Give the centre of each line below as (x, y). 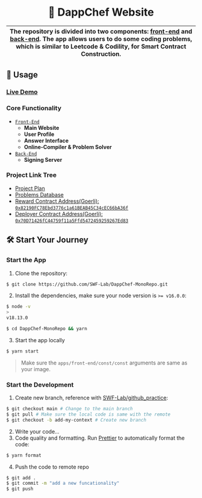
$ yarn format (24, 455)
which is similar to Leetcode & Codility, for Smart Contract (101, 46)
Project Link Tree (32, 175)
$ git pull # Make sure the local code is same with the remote (88, 414)
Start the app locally (40, 340)
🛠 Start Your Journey (47, 240)
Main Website (41, 128)
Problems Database (39, 194)
